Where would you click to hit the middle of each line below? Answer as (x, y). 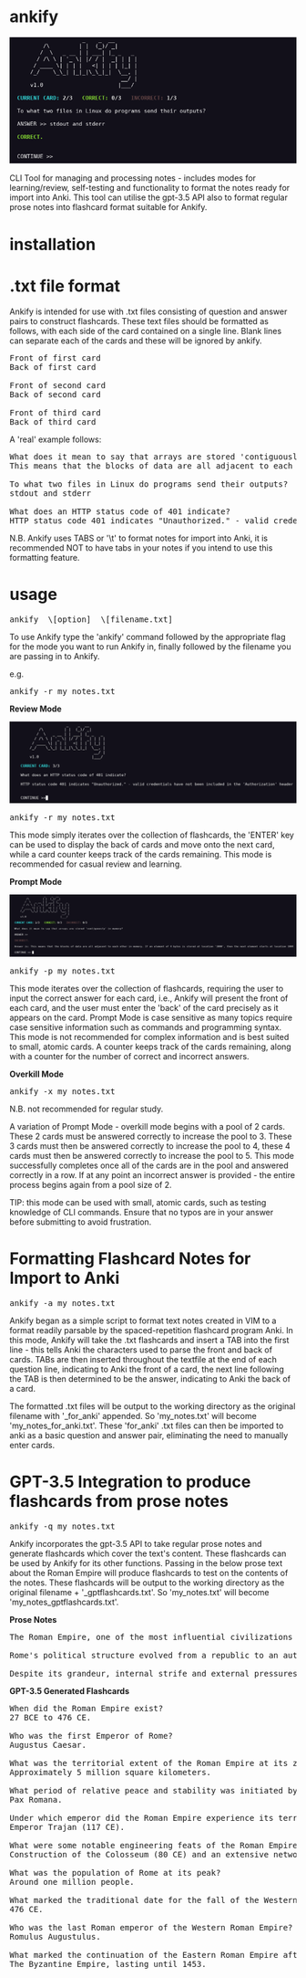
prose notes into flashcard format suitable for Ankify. (108, 207)
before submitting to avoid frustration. (81, 1222)
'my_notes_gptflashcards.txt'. (64, 1602)
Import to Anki (65, 1278)
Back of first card (53, 367)
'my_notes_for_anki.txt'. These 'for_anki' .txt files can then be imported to (147, 1426)
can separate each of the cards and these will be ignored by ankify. (136, 341)
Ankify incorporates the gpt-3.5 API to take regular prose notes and (136, 1543)
